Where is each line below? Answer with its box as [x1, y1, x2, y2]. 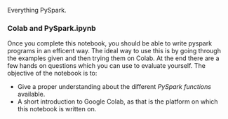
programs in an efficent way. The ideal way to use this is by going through [7, 47, 221, 55]
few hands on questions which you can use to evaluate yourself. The [7, 62, 206, 70]
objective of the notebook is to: [7, 69, 98, 78]
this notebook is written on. [17, 105, 97, 113]
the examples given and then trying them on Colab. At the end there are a [7, 54, 220, 62]
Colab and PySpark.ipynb [7, 23, 96, 33]
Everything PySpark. [7, 6, 67, 14]
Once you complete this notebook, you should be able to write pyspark [7, 39, 213, 48]
